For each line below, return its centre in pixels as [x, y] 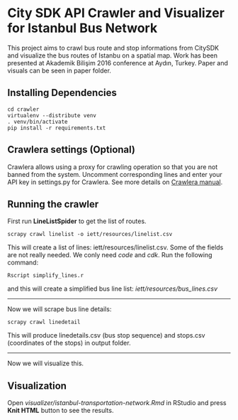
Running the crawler [53, 204]
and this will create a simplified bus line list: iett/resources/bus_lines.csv [113, 289]
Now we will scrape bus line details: [59, 309]
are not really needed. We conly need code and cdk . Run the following [110, 255]
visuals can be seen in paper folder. [59, 70]
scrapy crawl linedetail [44, 322]
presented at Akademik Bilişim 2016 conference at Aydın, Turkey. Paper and [118, 63]
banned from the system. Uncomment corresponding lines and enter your [115, 174]
